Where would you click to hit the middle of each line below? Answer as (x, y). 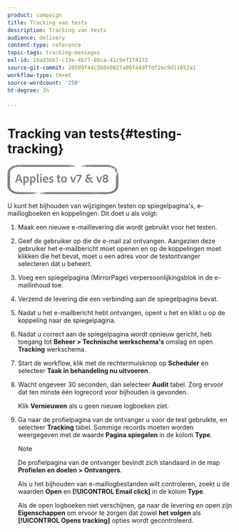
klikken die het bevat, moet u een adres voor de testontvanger (109, 256)
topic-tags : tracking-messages (54, 53)
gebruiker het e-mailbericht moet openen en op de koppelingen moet (119, 249)
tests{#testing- (136, 134)
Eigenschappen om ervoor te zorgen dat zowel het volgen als (109, 513)
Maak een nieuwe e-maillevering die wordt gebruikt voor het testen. (117, 227)
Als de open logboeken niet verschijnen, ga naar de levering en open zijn (125, 506)
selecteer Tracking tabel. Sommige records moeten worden (106, 427)
